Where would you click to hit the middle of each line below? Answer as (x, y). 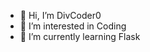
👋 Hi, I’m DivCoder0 (60, 15)
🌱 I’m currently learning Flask (80, 36)
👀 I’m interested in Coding (73, 26)
